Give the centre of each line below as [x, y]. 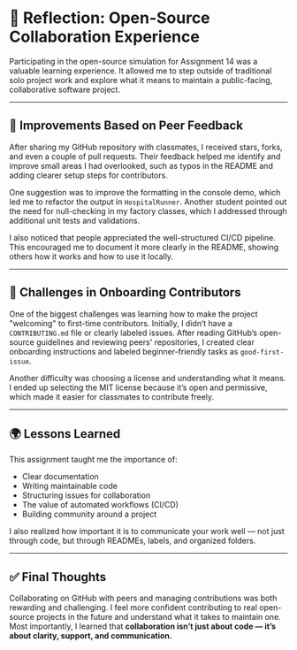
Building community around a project [89, 514]
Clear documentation [60, 477]
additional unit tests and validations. [75, 220]
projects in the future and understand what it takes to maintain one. [159, 617]
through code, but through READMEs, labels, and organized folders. [133, 541]
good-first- [262, 352]
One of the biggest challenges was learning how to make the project [133, 314]
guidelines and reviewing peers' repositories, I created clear [145, 342]
